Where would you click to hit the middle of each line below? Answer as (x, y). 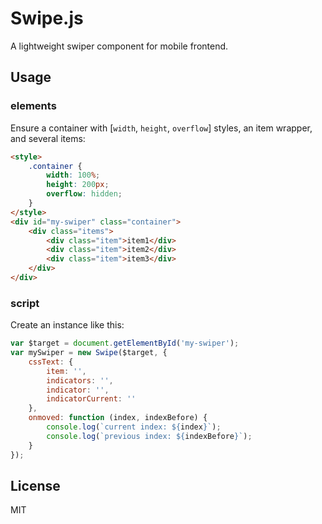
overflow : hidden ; (84, 194)
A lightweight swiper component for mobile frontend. (119, 46)
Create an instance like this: (67, 325)
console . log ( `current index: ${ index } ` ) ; (134, 427)
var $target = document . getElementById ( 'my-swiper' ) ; (125, 343)
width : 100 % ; (73, 175)
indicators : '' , (80, 380)
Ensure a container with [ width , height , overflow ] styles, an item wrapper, (161, 128)
